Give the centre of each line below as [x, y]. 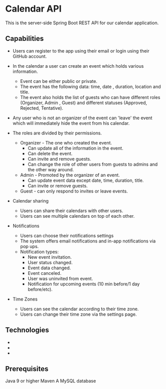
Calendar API [33, 9]
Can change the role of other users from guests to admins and [93, 164]
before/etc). [40, 289]
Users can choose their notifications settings [67, 235]
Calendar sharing [31, 201]
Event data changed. [49, 268]
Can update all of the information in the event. [75, 148]
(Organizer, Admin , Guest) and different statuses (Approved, [84, 103]
